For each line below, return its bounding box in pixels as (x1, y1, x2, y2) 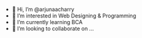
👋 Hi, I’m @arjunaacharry (11, 6, 74, 13)
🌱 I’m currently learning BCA (11, 19, 83, 25)
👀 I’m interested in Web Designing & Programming (11, 12, 137, 19)
